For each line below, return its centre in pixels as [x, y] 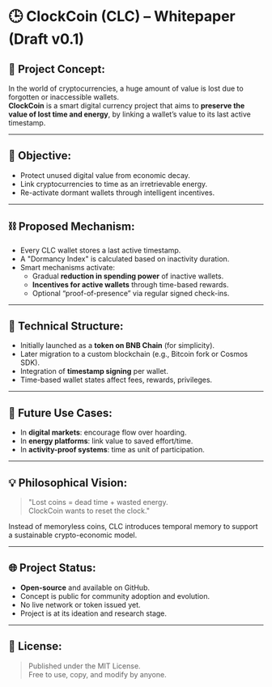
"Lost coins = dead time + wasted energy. [98, 503]
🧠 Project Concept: [57, 69]
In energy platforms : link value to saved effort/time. [106, 441]
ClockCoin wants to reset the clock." [89, 511]
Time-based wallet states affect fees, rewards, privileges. [116, 380]
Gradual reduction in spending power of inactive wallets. [128, 276]
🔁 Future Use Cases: [61, 413]
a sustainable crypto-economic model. [73, 535]
